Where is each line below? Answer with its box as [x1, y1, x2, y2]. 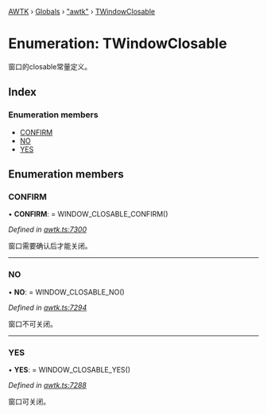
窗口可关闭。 [8, 396, 50, 406]
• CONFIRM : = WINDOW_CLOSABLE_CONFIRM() [8, 209, 168, 219]
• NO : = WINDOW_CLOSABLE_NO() [8, 287, 125, 297]
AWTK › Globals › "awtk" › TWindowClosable [8, 7, 156, 16]
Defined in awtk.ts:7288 [8, 380, 87, 389]
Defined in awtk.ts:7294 [8, 303, 87, 312]
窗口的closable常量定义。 [8, 61, 92, 71]
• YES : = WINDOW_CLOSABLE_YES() [8, 365, 131, 374]
